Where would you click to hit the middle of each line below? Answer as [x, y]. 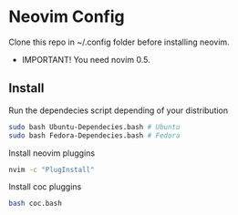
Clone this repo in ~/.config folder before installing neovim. [119, 42]
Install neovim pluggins [52, 153]
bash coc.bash [36, 204]
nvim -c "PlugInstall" [52, 169]
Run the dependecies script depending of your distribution [119, 110]
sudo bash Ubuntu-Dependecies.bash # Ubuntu [94, 127]
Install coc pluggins [45, 187]
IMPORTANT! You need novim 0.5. [86, 59]
